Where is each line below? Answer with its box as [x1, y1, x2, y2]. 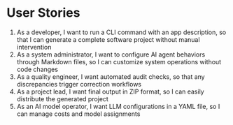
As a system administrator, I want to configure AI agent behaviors [16, 50, 206, 59]
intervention [16, 43, 52, 51]
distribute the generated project [16, 94, 109, 103]
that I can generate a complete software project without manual [16, 35, 200, 43]
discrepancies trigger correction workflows [16, 80, 141, 88]
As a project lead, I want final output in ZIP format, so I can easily [16, 87, 204, 96]
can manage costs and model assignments [16, 110, 141, 118]
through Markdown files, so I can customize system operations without [16, 57, 222, 66]
